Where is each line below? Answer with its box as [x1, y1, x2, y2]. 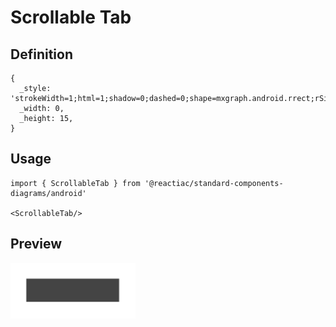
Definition [10, 46, 73, 63]
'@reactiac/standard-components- [144, 178, 284, 188]
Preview [10, 236, 63, 253]
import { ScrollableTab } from [10, 178, 141, 188]
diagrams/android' [10, 188, 87, 198]
